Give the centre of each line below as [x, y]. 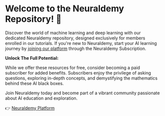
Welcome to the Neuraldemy [65, 9]
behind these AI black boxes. [34, 83]
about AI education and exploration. [41, 98]
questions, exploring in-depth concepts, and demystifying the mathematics [81, 78]
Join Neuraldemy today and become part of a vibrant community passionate [82, 93]
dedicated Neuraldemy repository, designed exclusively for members [75, 38]
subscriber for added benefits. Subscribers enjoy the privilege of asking [78, 73]
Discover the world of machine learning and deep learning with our [73, 33]
